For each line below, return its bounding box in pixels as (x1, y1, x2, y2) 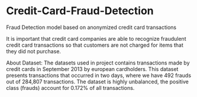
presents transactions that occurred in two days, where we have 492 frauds (6, 72, 191, 79)
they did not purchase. (6, 47, 61, 54)
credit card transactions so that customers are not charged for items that (6, 41, 183, 48)
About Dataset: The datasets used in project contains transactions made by (6, 59, 190, 66)
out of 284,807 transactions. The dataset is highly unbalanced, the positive (6, 78, 189, 85)
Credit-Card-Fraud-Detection (6, 4, 154, 18)
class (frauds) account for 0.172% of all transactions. (6, 84, 135, 91)
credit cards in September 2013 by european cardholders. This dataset (6, 65, 179, 72)
